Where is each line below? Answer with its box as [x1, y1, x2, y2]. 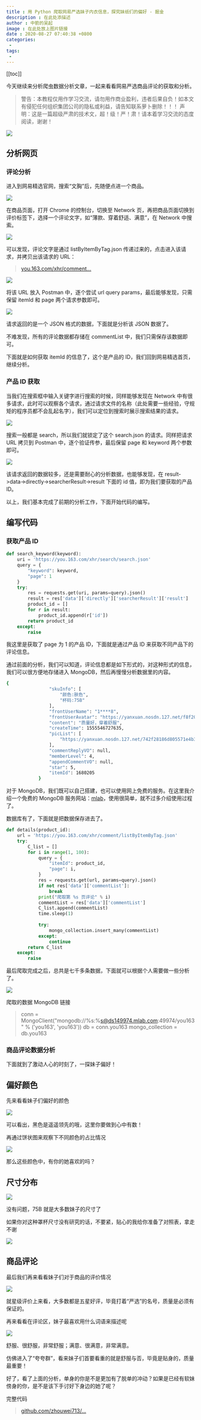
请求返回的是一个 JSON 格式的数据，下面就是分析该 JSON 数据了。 [6, 320, 172, 328]
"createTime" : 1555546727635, [48, 725, 124, 731]
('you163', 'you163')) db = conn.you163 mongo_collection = [31, 1023, 178, 1031]
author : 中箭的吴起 [6, 20, 53, 26]
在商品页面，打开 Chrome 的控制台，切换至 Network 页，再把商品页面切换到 [6, 207, 194, 214]
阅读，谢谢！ [20, 118, 53, 125]
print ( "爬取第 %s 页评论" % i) [38, 894, 111, 900]
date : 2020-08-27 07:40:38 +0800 [6, 31, 93, 37]
